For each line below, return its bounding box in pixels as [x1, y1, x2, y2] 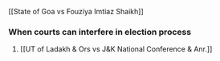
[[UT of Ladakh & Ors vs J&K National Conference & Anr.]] [19, 44, 213, 54]
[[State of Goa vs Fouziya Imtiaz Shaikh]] [8, 7, 145, 16]
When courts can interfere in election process [8, 26, 191, 37]
